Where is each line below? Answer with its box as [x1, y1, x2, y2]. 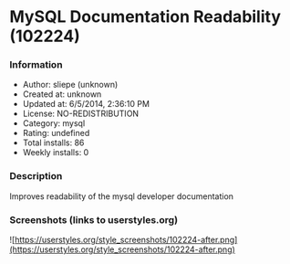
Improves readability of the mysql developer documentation [9, 190, 234, 202]
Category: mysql [22, 118, 86, 129]
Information [9, 58, 63, 71]
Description [9, 170, 63, 183]
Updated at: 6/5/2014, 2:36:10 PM [22, 99, 150, 110]
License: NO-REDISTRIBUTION [22, 108, 140, 120]
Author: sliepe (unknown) [22, 79, 119, 90]
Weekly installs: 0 [22, 147, 89, 158]
